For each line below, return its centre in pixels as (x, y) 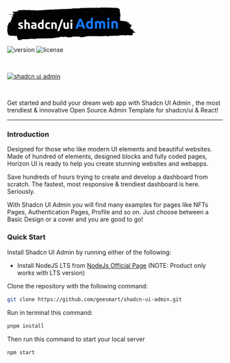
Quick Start (26, 237)
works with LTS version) (51, 273)
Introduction (28, 134)
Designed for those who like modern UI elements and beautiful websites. (110, 149)
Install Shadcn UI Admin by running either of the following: (89, 252)
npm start (21, 352)
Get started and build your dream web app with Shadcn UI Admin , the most (114, 103)
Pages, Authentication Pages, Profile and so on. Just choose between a (108, 212)
